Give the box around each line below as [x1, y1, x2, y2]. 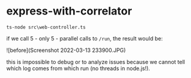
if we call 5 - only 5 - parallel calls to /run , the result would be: [6, 34, 163, 42]
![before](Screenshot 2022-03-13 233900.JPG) [6, 47, 126, 54]
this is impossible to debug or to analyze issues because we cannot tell [6, 58, 185, 65]
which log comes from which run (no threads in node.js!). [6, 65, 151, 72]
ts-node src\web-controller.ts [6, 24, 86, 30]
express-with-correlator [6, 4, 132, 18]
